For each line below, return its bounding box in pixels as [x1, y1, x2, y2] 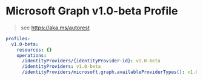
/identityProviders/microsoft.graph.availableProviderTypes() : [21, 69, 185, 76]
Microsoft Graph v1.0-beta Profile [5, 4, 178, 18]
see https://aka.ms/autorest [20, 24, 90, 31]
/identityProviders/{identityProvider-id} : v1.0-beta [21, 58, 161, 64]
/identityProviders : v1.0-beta [21, 64, 101, 70]
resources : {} [16, 47, 52, 53]
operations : [16, 52, 47, 58]
